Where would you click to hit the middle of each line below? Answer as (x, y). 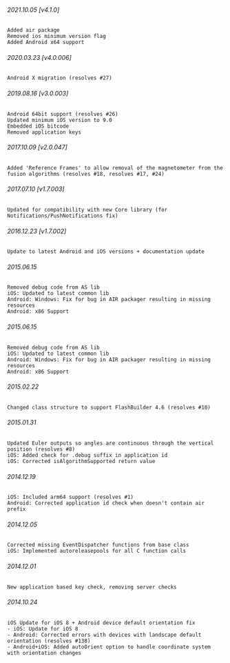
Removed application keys (44, 132)
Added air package (33, 30)
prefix (17, 509)
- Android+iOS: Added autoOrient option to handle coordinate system (109, 647)
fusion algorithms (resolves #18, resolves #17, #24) (86, 174)
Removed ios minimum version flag (57, 37)
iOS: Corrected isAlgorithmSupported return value (81, 462)
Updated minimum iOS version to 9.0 (60, 120)
